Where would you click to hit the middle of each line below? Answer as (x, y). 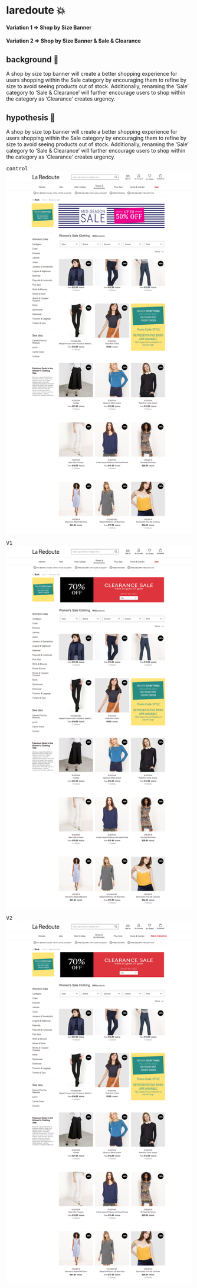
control (17, 168)
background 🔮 (32, 59)
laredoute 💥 (36, 10)
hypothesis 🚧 (31, 117)
